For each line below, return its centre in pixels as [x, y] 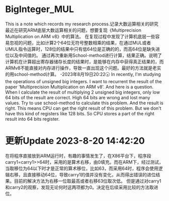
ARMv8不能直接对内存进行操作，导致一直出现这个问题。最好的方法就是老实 [83, 68]
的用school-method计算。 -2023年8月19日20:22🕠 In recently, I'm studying [83, 74]
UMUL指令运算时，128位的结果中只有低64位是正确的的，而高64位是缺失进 [82, 49]
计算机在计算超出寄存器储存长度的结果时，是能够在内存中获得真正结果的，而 [84, 61]
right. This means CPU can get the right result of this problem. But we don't [83, 108]
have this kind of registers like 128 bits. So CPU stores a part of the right [80, 113]
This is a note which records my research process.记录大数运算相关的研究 [82, 24]
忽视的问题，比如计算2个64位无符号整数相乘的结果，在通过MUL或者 [80, 43]
